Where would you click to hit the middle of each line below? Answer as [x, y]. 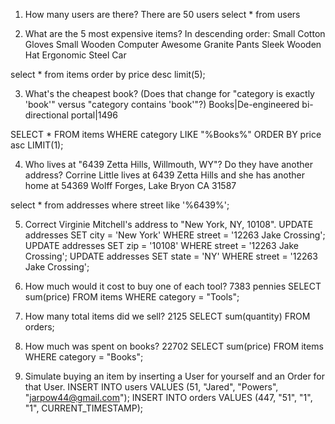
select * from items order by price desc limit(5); [108, 74]
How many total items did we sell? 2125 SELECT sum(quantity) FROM [167, 316]
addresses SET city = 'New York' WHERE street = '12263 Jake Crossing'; [175, 235]
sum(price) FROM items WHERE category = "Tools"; [132, 297]
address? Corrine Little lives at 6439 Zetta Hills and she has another [164, 175]
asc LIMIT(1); [37, 145]
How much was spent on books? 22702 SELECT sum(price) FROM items [174, 346]
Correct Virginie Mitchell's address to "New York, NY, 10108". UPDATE [169, 224]
